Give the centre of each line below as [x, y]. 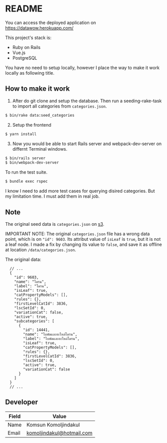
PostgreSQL [25, 58]
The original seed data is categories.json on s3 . [55, 224]
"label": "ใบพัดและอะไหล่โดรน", [51, 338]
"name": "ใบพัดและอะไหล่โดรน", [50, 334]
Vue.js [19, 53]
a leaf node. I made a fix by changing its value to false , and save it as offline [83, 244]
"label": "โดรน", [31, 286]
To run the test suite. [26, 172]
